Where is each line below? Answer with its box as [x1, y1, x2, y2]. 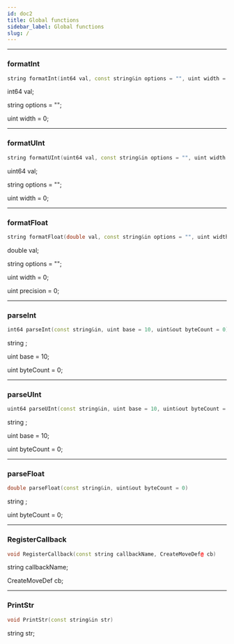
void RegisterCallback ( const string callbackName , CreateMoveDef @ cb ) [7, 551, 217, 558]
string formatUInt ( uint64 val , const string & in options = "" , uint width [7, 154, 226, 161]
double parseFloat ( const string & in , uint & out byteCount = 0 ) [7, 485, 189, 492]
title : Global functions [7, 17, 79, 24]
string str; [7, 629, 36, 637]
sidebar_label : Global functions [7, 23, 104, 30]
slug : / [7, 29, 30, 37]
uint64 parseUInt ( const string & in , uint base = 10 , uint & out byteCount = [7, 405, 226, 413]
